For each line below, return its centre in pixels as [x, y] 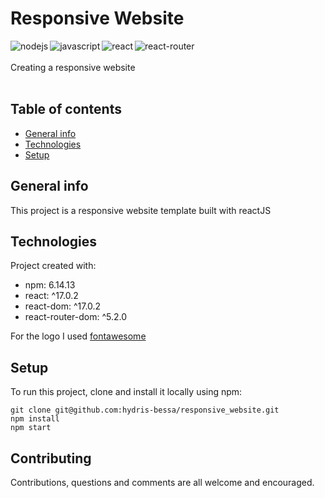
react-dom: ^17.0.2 [63, 306]
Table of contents [66, 109]
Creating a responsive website [73, 67]
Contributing [51, 458]
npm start [31, 428]
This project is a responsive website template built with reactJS [141, 210]
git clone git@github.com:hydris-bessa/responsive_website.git [145, 410]
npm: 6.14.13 [50, 285]
